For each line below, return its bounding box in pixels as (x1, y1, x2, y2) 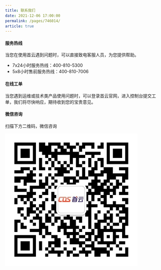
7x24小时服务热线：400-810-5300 (12, 62, 83, 69)
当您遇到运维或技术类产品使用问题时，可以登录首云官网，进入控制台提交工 (5, 93, 156, 99)
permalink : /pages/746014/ (5, 18, 61, 23)
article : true (5, 24, 34, 29)
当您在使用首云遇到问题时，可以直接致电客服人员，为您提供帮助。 (5, 52, 139, 58)
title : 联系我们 (5, 8, 35, 13)
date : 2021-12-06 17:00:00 (5, 13, 61, 18)
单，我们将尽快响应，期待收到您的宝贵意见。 (5, 99, 96, 105)
